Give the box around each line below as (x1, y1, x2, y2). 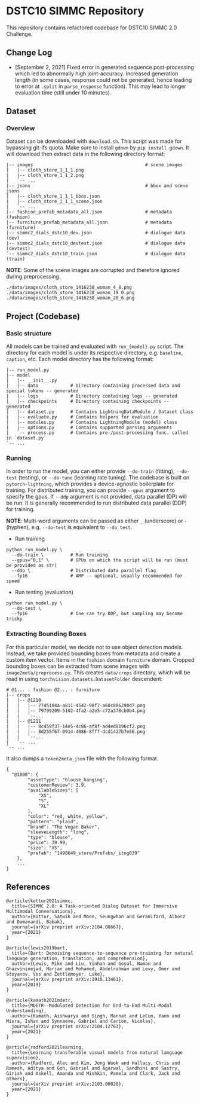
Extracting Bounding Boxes (6, 630, 87, 638)
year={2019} (11, 982, 42, 988)
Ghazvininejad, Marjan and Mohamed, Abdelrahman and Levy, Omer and (6, 965, 180, 972)
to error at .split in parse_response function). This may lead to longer (14, 83, 187, 90)
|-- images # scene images (6, 162, 183, 168)
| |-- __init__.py (6, 378, 58, 384)
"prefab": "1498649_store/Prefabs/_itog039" (27, 850, 140, 856)
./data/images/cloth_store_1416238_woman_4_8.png (6, 285, 133, 291)
